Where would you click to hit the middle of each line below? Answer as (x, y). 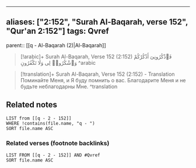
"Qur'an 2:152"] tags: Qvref (57, 31)
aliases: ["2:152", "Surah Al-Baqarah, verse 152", (97, 22)
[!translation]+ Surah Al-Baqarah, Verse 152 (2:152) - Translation (97, 74)
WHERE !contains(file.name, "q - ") (50, 123)
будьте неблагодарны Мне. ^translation (69, 86)
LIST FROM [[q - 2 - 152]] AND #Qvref (53, 155)
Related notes (32, 105)
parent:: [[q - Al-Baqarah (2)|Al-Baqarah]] (56, 45)
